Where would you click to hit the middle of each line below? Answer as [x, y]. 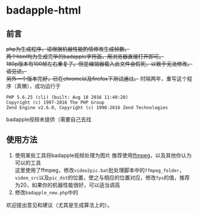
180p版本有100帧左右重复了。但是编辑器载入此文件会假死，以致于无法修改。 [99, 64]
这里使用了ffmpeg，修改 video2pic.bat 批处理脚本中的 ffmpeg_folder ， [99, 170]
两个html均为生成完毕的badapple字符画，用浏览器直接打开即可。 [85, 56]
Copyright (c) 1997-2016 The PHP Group [55, 103]
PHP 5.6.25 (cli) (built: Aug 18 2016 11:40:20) [67, 97]
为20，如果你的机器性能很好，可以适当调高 [67, 185]
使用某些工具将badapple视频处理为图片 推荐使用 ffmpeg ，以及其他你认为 [103, 155]
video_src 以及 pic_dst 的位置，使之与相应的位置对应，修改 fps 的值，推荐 [102, 177]
